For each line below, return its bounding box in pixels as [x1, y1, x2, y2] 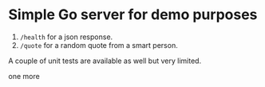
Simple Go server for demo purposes [8, 6, 258, 24]
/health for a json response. [19, 32, 113, 42]
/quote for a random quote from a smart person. [19, 40, 178, 49]
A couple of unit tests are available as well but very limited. [8, 56, 202, 65]
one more [8, 71, 40, 81]
